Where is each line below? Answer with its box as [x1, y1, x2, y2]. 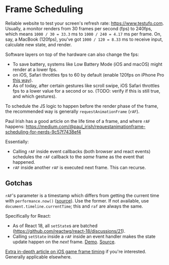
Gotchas [5, 179, 33, 187]
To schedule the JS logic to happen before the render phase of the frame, [5, 103, 159, 109]
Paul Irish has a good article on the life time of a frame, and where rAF [5, 118, 150, 124]
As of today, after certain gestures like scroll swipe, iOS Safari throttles [12, 82, 160, 89]
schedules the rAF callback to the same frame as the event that [12, 154, 144, 160]
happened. [12, 159, 35, 165]
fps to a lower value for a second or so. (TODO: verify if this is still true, [12, 88, 160, 94]
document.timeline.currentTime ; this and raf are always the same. [5, 203, 143, 209]
